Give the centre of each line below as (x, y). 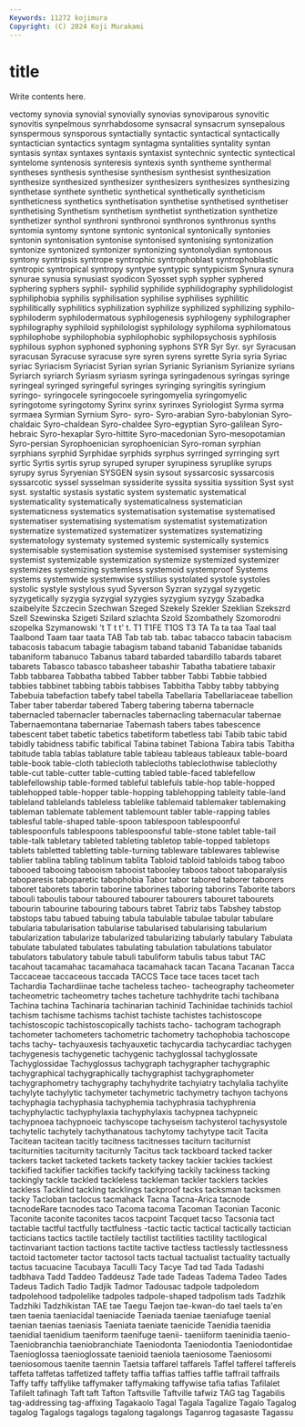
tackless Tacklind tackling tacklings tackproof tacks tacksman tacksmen (145, 1190)
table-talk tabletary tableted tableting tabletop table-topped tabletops (140, 841)
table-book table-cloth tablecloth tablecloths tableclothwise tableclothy (143, 763)
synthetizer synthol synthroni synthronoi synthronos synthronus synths (143, 221)
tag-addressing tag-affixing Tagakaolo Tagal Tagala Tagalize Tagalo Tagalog (153, 1403)
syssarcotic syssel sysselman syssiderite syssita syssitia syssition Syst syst (152, 482)
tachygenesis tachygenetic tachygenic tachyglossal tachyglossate (133, 1054)
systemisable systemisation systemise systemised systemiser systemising (149, 550)
